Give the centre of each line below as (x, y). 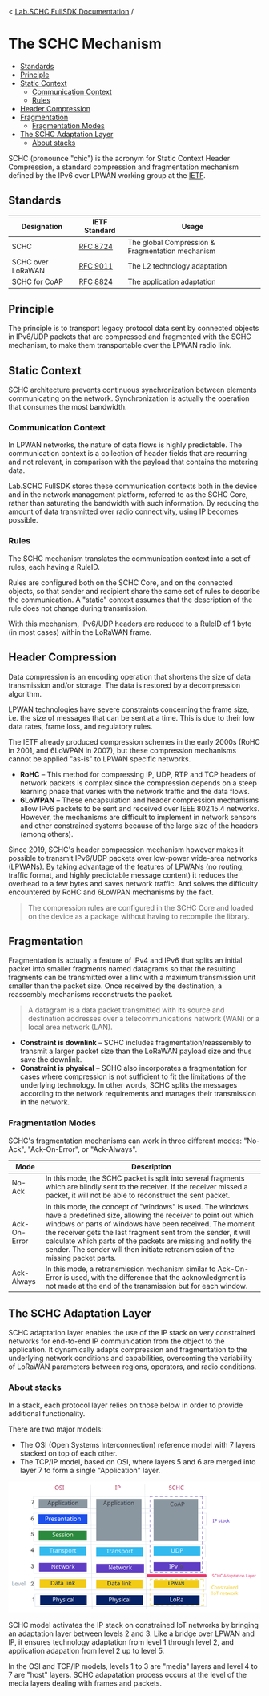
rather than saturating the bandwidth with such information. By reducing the (133, 503)
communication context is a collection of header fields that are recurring (128, 454)
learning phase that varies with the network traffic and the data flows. (135, 791)
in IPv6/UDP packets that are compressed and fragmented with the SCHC (130, 337)
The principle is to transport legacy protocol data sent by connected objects (134, 329)
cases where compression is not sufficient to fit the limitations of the (133, 1076)
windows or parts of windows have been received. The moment (150, 1224)
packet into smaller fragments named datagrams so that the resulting (122, 969)
